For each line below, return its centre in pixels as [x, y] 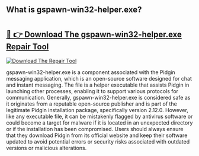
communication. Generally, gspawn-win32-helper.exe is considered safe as [98, 98]
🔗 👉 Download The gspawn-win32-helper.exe [94, 34]
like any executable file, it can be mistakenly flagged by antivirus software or [99, 116]
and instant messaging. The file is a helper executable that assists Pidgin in [98, 85]
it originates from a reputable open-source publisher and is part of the [92, 104]
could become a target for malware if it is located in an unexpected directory [99, 123]
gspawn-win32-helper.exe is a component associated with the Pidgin [91, 72]
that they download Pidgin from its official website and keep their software [97, 135]
